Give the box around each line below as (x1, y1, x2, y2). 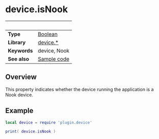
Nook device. (5, 92, 33, 98)
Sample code (38, 55, 70, 62)
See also (8, 55, 30, 62)
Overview (5, 73, 37, 81)
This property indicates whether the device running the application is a (5, 86, 154, 92)
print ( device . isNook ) (5, 129, 56, 134)
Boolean (38, 31, 58, 38)
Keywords (8, 47, 33, 54)
